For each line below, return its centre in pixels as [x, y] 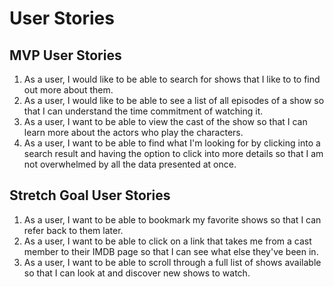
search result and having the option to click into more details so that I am [173, 153]
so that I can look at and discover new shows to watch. [137, 273]
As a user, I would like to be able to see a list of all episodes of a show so [174, 100]
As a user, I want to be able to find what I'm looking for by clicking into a [172, 143]
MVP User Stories [65, 55]
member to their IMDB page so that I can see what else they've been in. [171, 251]
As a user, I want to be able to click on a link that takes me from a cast [167, 241]
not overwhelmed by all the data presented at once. [130, 164]
